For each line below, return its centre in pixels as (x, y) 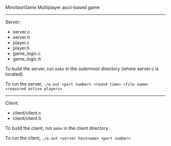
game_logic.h (27, 59)
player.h (21, 48)
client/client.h (27, 118)
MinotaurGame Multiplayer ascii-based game (53, 7)
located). (15, 74)
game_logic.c (27, 53)
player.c (21, 42)
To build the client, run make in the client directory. (57, 128)
